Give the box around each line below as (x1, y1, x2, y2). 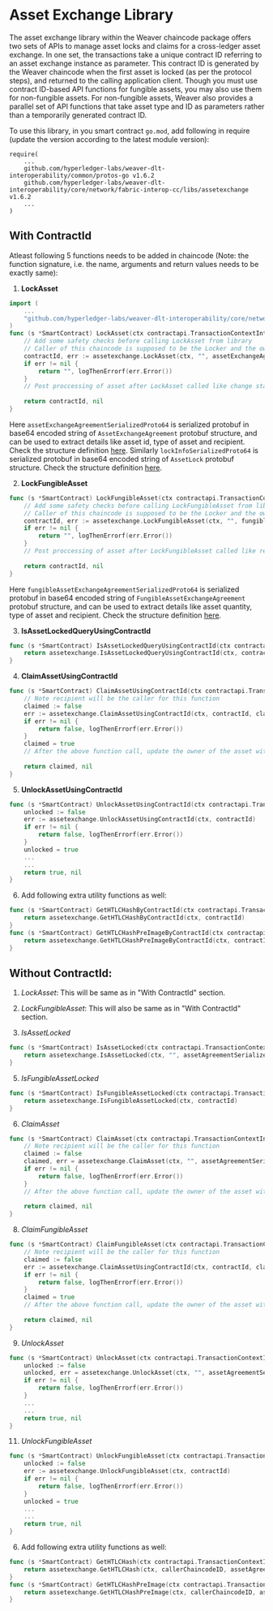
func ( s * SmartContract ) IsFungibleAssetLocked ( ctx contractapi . (9, 1089, 234, 1097)
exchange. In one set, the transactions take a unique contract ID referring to (9, 50, 262, 59)
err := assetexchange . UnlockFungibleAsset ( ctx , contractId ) (23, 1467, 231, 1475)
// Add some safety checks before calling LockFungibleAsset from (23, 502, 253, 510)
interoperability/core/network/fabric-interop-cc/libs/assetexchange (9, 185, 250, 194)
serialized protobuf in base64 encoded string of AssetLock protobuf (9, 454, 234, 463)
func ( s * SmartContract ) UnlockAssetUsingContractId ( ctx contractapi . (9, 800, 253, 808)
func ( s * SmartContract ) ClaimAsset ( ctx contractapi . (9, 1135, 195, 1143)
